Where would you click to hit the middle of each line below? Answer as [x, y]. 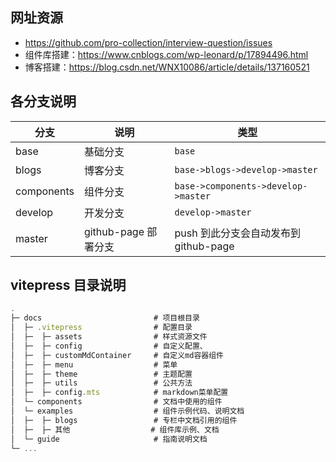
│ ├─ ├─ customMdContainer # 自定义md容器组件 [117, 355]
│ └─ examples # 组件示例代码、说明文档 [127, 411]
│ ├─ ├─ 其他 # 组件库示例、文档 [115, 429]
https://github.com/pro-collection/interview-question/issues [148, 42]
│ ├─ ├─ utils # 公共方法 [101, 383]
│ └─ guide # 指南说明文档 [109, 439]
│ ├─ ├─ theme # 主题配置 [101, 374]
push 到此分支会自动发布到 [238, 233]
